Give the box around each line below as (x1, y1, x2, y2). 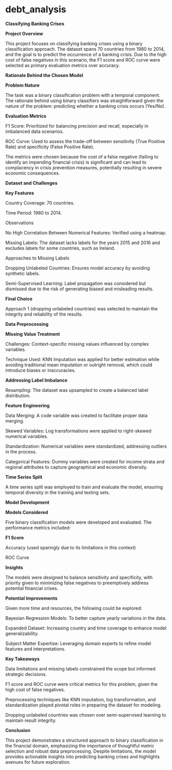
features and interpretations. (5, 645, 66, 652)
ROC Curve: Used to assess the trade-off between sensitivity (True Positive (5, 138, 165, 144)
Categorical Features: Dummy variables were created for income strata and (5, 458, 165, 465)
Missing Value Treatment (5, 331, 60, 337)
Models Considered (5, 509, 48, 515)
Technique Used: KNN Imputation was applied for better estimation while (5, 356, 160, 362)
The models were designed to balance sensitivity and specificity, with (5, 574, 153, 580)
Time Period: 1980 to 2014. (5, 209, 62, 216)
